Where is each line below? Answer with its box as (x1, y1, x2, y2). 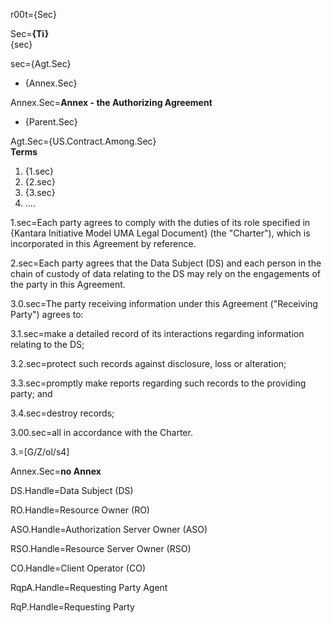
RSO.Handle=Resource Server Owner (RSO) (10, 543, 192, 554)
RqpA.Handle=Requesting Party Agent (10, 582, 168, 593)
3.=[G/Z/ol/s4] (10, 446, 70, 458)
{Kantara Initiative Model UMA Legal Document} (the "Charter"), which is (10, 227, 311, 239)
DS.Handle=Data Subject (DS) (10, 485, 134, 496)
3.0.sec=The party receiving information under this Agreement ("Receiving (10, 298, 318, 309)
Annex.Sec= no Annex (10, 465, 102, 477)
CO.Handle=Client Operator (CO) (10, 562, 146, 574)
